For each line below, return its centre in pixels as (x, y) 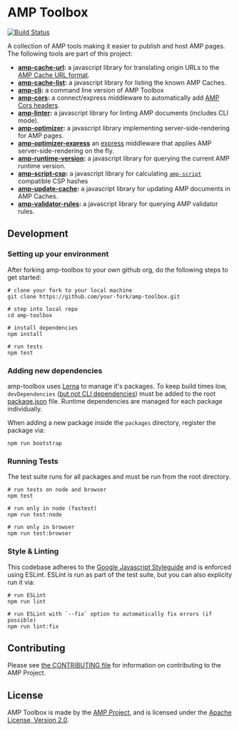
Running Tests (33, 461)
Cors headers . (39, 105)
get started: (24, 277)
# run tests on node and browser (57, 490)
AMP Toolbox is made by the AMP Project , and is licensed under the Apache (119, 712)
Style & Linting (33, 551)
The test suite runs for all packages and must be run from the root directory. (119, 477)
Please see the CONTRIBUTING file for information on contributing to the (114, 665)
